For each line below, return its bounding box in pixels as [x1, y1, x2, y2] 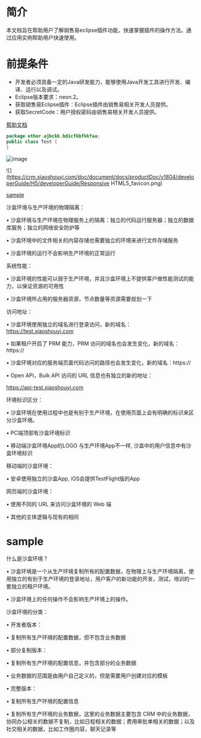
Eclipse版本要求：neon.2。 [14, 93, 82, 100]
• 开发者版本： [6, 621, 42, 628]
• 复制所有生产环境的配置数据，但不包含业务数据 [6, 634, 126, 641]
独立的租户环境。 [11, 583, 54, 590]
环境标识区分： [6, 396, 43, 403]
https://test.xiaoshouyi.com [6, 327, 74, 334]
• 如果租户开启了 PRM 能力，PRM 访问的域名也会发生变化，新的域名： [6, 340, 179, 347]
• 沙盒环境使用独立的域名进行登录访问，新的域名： [6, 321, 132, 328]
